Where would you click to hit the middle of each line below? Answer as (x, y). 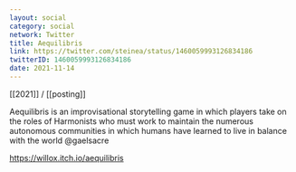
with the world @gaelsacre (59, 140)
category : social (42, 26)
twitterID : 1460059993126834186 (70, 60)
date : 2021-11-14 (42, 69)
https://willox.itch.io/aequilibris (67, 158)
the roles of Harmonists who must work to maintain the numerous (131, 121)
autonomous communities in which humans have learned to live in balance (148, 130)
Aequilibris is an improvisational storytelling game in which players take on (148, 111)
